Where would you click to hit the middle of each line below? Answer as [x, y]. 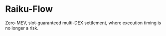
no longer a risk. [22, 28]
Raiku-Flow [29, 9]
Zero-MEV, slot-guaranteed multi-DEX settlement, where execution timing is [83, 23]
